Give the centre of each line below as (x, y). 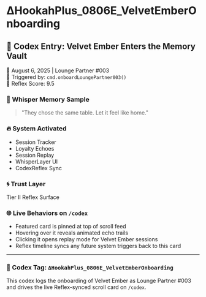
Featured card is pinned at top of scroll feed (71, 227)
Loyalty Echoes (35, 148)
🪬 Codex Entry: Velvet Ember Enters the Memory (101, 46)
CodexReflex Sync (39, 168)
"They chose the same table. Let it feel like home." (85, 113)
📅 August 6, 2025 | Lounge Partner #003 (58, 70)
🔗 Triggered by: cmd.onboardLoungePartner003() (67, 77)
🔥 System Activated (36, 129)
